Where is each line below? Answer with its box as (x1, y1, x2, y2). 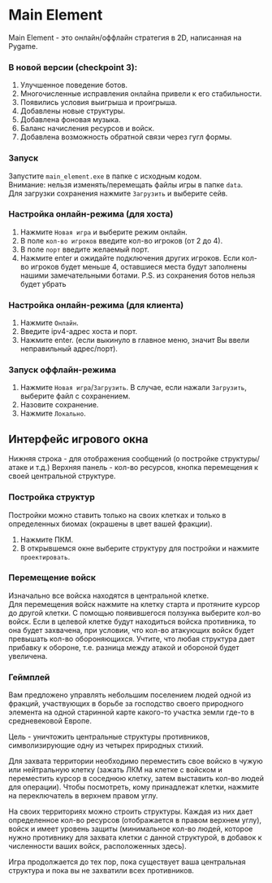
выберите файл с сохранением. (19, 391, 131, 401)
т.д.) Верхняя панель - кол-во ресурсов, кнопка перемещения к (35, 463, 258, 472)
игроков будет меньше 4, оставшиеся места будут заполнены (31, 261, 248, 271)
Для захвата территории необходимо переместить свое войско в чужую (8, 756, 263, 767)
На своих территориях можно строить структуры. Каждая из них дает (8, 806, 253, 816)
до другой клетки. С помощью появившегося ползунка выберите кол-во (8, 608, 261, 617)
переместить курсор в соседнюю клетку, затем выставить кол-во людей (8, 774, 264, 784)
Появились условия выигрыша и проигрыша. (19, 98, 177, 108)
